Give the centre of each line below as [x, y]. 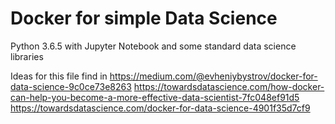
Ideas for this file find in [59, 76]
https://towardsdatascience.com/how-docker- [229, 86]
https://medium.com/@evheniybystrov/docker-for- [213, 76]
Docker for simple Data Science [144, 18]
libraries [27, 56]
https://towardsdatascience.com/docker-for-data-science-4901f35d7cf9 [160, 108]
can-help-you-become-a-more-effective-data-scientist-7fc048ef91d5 [155, 97]
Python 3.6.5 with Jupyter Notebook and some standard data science [153, 46]
